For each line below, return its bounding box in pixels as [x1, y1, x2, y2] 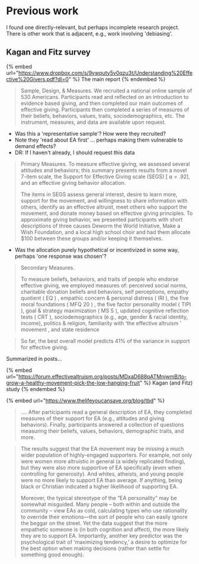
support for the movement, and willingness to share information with [20, 197, 188, 204]
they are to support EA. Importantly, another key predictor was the [20, 532, 182, 539]
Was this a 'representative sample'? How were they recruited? [14, 130, 166, 137]
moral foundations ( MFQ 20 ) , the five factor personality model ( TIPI [20, 300, 191, 307]
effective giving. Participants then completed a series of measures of [20, 105, 190, 113]
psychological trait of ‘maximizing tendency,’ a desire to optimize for [20, 538, 188, 546]
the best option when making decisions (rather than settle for [20, 544, 170, 552]
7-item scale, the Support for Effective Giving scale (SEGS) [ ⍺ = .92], [20, 173, 191, 180]
